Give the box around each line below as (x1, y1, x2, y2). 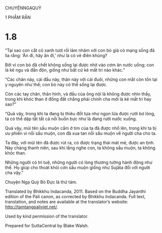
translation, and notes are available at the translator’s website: (5, 199, 129, 204)
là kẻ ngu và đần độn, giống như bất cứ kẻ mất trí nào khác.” (5, 67, 125, 73)
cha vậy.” (5, 170, 24, 175)
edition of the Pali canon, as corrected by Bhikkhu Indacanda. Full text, (5, 193, 146, 199)
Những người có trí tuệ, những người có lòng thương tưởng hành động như (5, 159, 153, 165)
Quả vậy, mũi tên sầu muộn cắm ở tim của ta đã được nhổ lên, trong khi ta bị (5, 125, 157, 131)
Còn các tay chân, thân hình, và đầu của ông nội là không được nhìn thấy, (5, 91, 151, 97)
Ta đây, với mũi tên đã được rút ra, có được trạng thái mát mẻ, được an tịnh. (5, 140, 155, 145)
